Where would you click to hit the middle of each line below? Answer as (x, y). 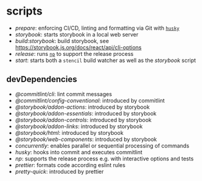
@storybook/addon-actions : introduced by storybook (82, 107)
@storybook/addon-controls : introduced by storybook (83, 120)
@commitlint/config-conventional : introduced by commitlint (90, 100)
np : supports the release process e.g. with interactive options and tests (104, 159)
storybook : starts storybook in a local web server (77, 34)
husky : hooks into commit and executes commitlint (79, 152)
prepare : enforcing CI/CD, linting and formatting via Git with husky (97, 28)
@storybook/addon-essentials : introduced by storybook (86, 113)
